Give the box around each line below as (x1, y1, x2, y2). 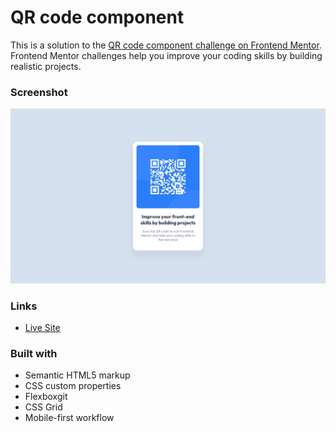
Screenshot (10, 85, 68, 99)
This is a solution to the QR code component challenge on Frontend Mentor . (10, 39, 322, 51)
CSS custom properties (24, 380, 122, 392)
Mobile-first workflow (24, 412, 115, 424)
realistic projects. (10, 60, 82, 72)
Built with (10, 347, 58, 361)
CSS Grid (24, 401, 63, 413)
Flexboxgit (24, 391, 68, 403)
